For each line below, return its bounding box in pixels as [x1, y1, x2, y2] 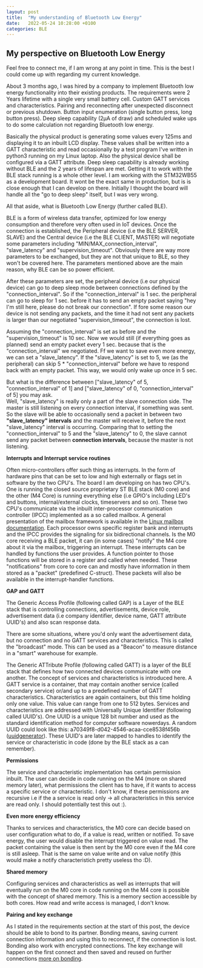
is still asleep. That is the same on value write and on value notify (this [6, 850, 182, 858]
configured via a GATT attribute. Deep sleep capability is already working [6, 159, 189, 166]
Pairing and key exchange [6, 911, 73, 918]
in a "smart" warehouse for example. [6, 650, 98, 657]
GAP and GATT [6, 587, 44, 595]
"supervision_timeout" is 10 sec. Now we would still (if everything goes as [6, 335, 191, 342]
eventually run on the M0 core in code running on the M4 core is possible [6, 886, 190, 894]
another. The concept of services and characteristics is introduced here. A [6, 674, 192, 682]
